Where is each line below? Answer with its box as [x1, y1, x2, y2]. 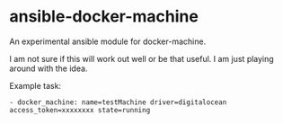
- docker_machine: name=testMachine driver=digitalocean [9, 97, 227, 107]
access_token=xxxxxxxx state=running [9, 105, 151, 114]
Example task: [9, 80, 61, 91]
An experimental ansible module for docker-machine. [9, 36, 207, 47]
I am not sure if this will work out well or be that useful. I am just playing [9, 53, 274, 64]
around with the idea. [9, 63, 88, 74]
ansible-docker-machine [9, 6, 199, 27]
